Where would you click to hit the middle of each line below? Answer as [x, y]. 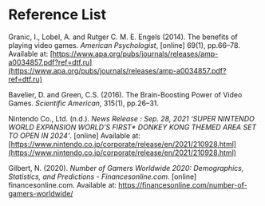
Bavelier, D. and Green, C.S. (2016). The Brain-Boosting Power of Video [125, 94]
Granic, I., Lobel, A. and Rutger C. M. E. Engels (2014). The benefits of [123, 37]
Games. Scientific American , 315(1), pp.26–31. [84, 103]
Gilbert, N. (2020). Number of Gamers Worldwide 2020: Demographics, [126, 168]
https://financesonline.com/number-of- [183, 184]
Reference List [57, 15]
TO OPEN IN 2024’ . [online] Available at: [75, 135]
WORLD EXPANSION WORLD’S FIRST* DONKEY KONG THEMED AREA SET [132, 127]
